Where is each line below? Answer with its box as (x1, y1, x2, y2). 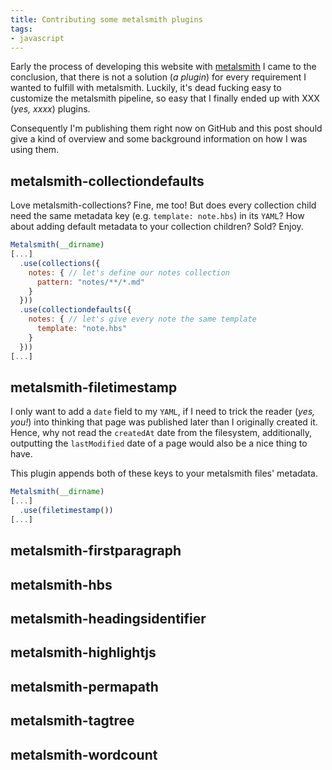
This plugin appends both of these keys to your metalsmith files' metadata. (10, 467, 319, 480)
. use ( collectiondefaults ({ (19, 305, 132, 315)
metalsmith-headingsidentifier (10, 611, 207, 628)
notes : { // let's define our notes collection (28, 267, 230, 278)
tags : (10, 24, 33, 34)
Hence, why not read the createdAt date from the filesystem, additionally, (10, 427, 312, 439)
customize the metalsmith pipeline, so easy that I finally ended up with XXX (10, 92, 320, 105)
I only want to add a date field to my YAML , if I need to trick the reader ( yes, (10, 406, 316, 418)
